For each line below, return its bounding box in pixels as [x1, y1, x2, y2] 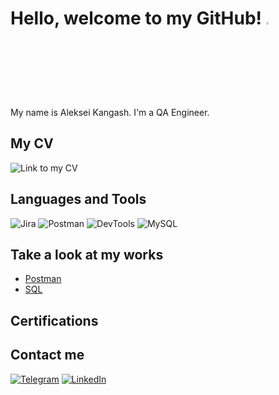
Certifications [10, 312, 99, 329]
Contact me [10, 347, 85, 364]
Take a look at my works [10, 246, 164, 263]
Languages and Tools [10, 191, 147, 208]
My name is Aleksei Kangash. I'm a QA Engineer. [10, 106, 210, 118]
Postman [24, 273, 62, 285]
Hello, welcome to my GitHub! [10, 7, 262, 30]
